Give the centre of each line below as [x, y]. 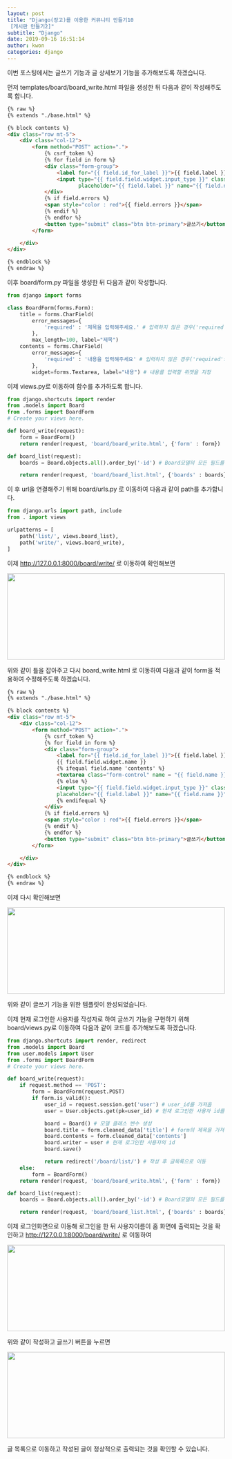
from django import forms [44, 296]
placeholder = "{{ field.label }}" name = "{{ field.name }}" [142, 794]
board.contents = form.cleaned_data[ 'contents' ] [115, 1137]
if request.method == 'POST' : [63, 1085]
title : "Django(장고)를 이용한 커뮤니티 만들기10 [70, 20]
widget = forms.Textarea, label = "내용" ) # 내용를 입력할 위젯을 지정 [122, 372]
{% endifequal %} [81, 801]
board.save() [62, 1149]
